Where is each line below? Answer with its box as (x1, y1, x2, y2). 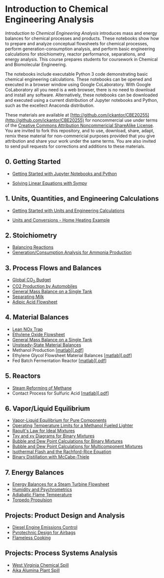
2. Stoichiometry (5, 231, 57, 240)
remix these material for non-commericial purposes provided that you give (5, 133, 155, 139)
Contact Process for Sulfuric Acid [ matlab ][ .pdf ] (12, 390, 109, 396)
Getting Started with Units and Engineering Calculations (12, 208, 125, 213)
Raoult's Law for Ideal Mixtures (12, 428, 75, 434)
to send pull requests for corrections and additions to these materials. (5, 143, 145, 149)
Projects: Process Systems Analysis (5, 549, 118, 557)
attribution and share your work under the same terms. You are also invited (5, 138, 156, 144)
